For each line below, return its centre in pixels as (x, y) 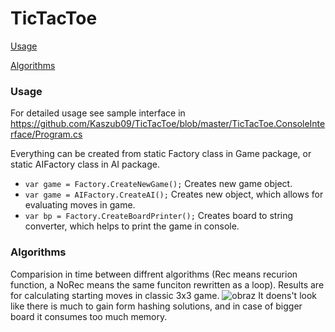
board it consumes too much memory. (89, 316)
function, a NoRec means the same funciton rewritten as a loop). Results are (167, 284)
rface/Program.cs (46, 134)
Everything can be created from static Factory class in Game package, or (161, 154)
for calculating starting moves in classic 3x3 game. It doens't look (163, 295)
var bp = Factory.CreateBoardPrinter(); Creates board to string (159, 216)
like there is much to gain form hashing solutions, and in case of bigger (156, 306)
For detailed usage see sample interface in (98, 113)
